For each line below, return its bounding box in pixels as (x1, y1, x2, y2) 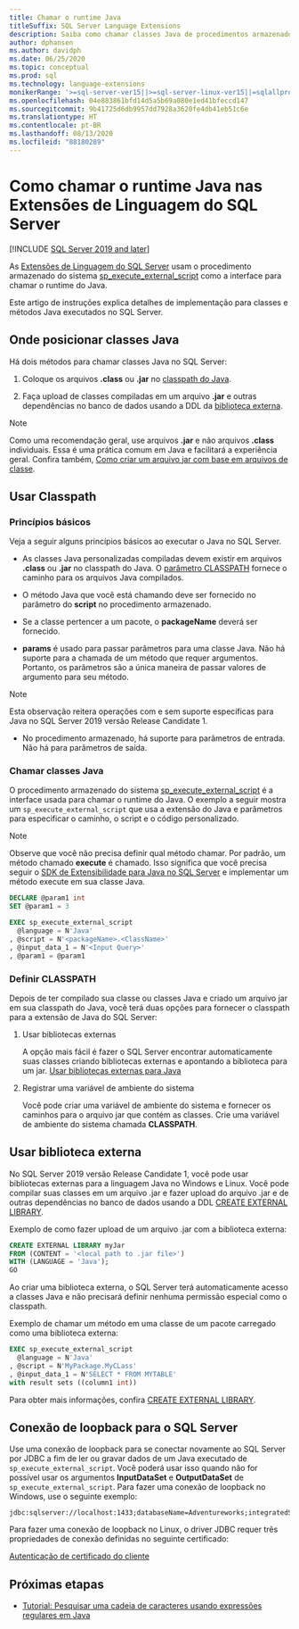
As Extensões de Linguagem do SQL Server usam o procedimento (9, 261, 252, 271)
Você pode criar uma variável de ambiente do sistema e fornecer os (21, 1100, 271, 1110)
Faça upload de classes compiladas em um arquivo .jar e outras (21, 390, 257, 402)
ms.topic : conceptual (9, 63, 90, 72)
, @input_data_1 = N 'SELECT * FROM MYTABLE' (9, 1369, 177, 1379)
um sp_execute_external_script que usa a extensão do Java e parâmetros (9, 804, 283, 815)
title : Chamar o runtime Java (9, 12, 122, 22)
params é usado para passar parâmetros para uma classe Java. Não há (21, 644, 286, 654)
